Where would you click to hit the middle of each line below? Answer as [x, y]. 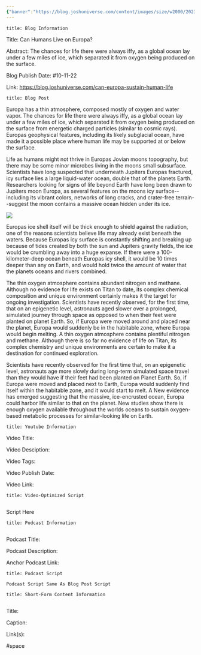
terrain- [185, 197]
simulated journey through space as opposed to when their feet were [91, 315]
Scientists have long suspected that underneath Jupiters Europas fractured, [100, 172]
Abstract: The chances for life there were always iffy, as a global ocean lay [98, 51]
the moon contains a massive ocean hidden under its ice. [100, 204]
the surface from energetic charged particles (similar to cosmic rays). [92, 128]
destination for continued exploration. [52, 353]
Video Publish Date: [31, 472]
